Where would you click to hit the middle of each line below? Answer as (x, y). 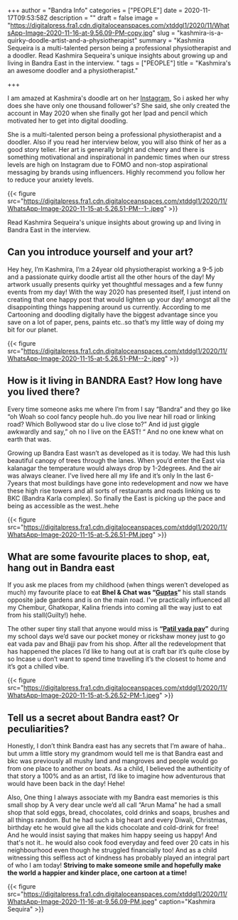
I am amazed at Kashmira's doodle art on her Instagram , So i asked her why (118, 98)
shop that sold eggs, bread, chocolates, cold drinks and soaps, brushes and (119, 813)
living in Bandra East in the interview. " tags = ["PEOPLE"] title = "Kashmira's (119, 63)
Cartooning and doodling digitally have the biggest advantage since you (113, 314)
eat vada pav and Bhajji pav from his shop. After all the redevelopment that (117, 644)
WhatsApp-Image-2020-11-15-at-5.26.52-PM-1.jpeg (83, 696)
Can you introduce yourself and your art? (101, 252)
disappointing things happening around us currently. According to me (109, 307)
